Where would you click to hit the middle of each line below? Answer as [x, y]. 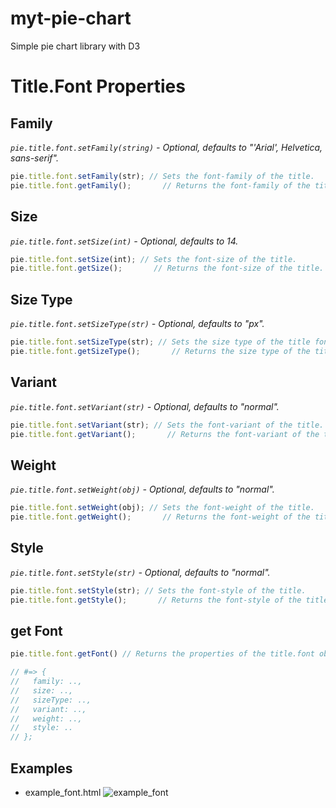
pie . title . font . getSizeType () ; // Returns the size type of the [160, 351]
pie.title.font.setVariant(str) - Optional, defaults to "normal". [145, 406]
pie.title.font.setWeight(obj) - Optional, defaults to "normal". [142, 489]
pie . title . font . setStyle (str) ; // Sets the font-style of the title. [158, 590]
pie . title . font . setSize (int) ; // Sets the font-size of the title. [154, 259]
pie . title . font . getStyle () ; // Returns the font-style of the [156, 600]
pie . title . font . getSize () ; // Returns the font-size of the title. [167, 268]
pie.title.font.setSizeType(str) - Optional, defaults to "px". [137, 324]
